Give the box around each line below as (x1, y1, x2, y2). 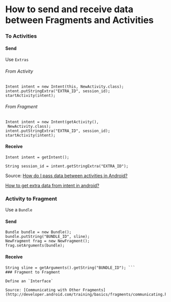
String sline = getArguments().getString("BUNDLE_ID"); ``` (5, 265, 136, 270)
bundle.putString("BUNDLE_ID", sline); (5, 234, 90, 239)
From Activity (5, 68, 34, 74)
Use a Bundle (5, 207, 33, 213)
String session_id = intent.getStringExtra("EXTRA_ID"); (5, 163, 129, 169)
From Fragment (5, 103, 38, 110)
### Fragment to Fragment (5, 269, 60, 274)
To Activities (5, 33, 37, 40)
